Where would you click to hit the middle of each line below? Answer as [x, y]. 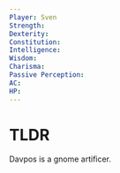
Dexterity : [29, 34]
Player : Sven [33, 17]
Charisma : [27, 67]
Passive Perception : [47, 75]
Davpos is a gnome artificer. [60, 159]
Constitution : [35, 42]
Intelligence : [35, 50]
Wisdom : [23, 58]
